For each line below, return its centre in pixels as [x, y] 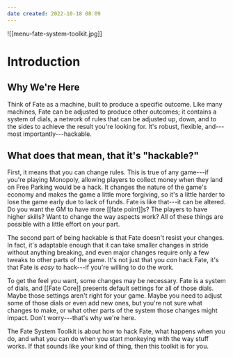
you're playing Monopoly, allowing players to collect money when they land [115, 180]
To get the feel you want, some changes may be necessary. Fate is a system [116, 281]
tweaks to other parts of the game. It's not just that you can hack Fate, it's [113, 260]
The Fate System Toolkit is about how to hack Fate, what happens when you [116, 331]
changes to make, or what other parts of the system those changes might [112, 310]
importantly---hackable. [57, 134]
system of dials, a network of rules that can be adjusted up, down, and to [112, 119]
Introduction [44, 62]
